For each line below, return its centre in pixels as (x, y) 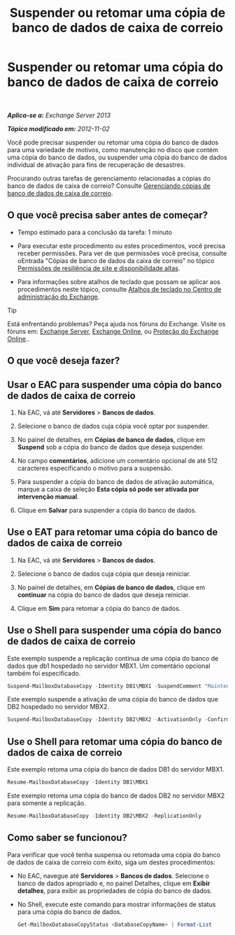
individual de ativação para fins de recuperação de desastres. (96, 164)
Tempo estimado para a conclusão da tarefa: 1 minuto (95, 232)
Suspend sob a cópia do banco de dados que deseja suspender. (111, 447)
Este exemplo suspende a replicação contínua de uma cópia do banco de (113, 658)
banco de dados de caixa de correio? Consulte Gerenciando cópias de (109, 186)
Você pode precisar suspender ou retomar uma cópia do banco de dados (113, 142)
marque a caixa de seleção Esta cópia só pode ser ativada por (108, 489)
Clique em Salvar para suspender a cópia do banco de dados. (107, 510)
